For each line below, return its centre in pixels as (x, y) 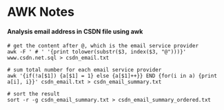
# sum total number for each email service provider (84, 70)
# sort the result (33, 94)
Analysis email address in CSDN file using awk (75, 31)
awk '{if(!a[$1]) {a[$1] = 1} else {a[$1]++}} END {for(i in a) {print (112, 76)
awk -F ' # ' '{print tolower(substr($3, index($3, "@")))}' (97, 52)
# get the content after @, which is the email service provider (103, 46)
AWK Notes (41, 12)
